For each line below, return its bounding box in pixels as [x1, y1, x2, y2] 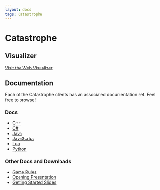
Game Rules [12, 169, 37, 175]
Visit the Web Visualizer [5, 65, 53, 70]
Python [12, 146, 27, 152]
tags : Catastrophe [5, 12, 42, 17]
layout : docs [5, 7, 32, 12]
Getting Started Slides [12, 179, 57, 185]
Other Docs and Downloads [5, 158, 72, 165]
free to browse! [5, 97, 36, 103]
